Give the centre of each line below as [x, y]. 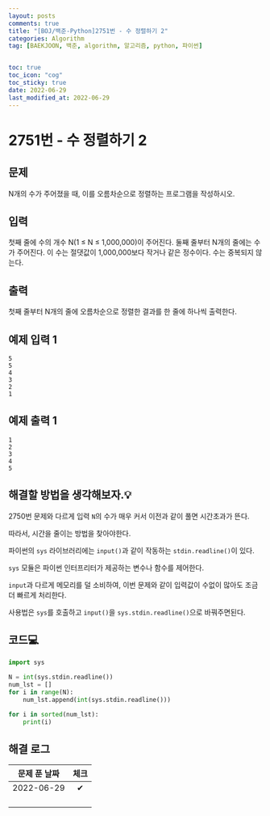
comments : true [34, 23]
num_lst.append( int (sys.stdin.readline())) [97, 700]
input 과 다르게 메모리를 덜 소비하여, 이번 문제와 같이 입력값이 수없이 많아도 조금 [133, 585]
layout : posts [32, 16]
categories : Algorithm [46, 38]
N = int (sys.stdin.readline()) [61, 677]
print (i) [37, 722]
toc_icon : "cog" [35, 75]
